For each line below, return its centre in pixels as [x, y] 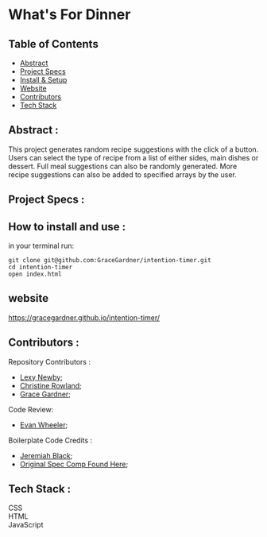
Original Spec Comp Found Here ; [74, 464]
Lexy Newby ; [41, 377]
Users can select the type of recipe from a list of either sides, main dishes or [133, 157]
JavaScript [26, 525]
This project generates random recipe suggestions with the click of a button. [133, 149]
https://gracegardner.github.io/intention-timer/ [84, 317]
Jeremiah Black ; [46, 455]
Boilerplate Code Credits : [50, 440]
